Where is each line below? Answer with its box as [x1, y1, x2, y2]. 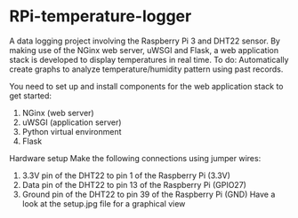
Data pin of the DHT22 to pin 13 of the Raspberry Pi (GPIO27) [21, 179, 247, 190]
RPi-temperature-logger [9, 6, 192, 27]
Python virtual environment [21, 126, 122, 136]
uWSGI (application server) [21, 117, 122, 128]
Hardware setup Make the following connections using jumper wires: [9, 152, 262, 163]
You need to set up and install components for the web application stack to [9, 81, 284, 91]
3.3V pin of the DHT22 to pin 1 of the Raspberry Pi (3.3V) [21, 170, 231, 181]
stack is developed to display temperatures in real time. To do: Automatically [9, 54, 289, 65]
